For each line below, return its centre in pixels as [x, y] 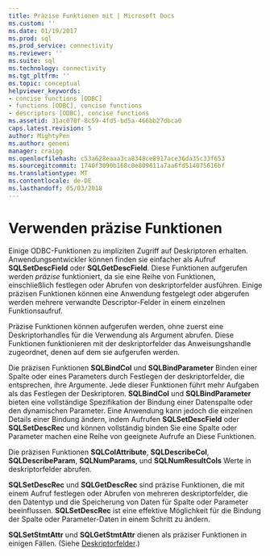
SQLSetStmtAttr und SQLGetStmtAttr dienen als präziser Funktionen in [128, 534]
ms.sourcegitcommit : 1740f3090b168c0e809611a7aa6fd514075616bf [117, 166]
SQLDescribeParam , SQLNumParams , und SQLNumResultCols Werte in [130, 460]
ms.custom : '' [32, 23]
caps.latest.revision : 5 [50, 128]
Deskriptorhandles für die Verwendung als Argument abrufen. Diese [121, 335]
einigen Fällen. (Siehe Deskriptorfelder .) [74, 543]
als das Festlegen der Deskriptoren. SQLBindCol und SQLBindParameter [130, 393]
